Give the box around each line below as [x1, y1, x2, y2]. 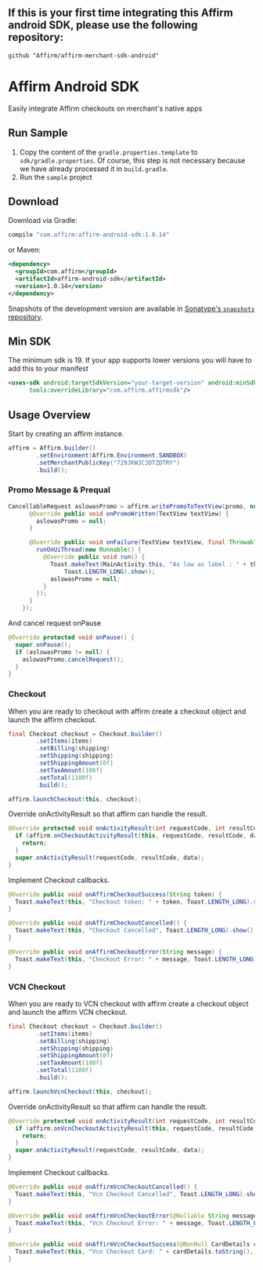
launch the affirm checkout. [8, 714, 97, 724]
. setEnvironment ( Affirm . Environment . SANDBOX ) [36, 451, 188, 459]
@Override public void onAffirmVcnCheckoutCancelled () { [8, 1183, 198, 1192]
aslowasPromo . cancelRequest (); [22, 655, 124, 663]
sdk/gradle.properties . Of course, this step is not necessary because [19, 155, 246, 165]
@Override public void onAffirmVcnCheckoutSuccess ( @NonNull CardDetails [8, 1240, 250, 1249]
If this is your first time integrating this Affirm [8, 6, 233, 20]
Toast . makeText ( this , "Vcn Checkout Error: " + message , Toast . [15, 1219, 229, 1227]
